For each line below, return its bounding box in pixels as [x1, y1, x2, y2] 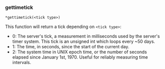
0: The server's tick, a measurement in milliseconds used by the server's [12, 34, 160, 39]
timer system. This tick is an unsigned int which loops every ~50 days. [12, 38, 155, 44]
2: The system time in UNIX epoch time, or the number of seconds [12, 49, 147, 55]
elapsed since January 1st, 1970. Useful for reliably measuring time [12, 54, 148, 60]
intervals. [12, 60, 32, 66]
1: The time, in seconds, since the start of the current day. [12, 44, 130, 50]
